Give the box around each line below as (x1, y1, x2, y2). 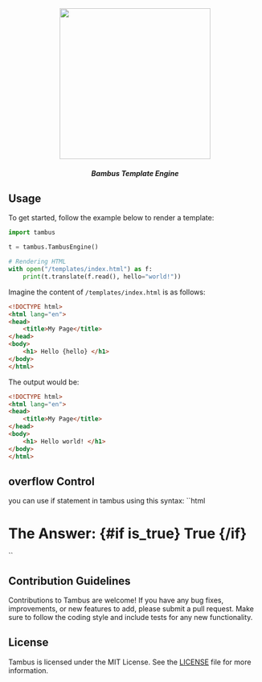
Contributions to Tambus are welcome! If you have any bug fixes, (8, 595, 224, 606)
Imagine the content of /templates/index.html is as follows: (8, 287, 206, 297)
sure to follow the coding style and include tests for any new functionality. (8, 613, 253, 622)
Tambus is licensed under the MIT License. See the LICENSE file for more (8, 657, 252, 667)
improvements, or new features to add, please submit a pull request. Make (8, 604, 255, 614)
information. (8, 665, 49, 675)
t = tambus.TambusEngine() (8, 243, 99, 252)
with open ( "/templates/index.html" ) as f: (8, 265, 153, 273)
